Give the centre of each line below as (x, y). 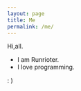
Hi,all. (15, 47)
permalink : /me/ (30, 26)
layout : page (26, 14)
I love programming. (46, 67)
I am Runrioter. (38, 60)
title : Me (21, 20)
